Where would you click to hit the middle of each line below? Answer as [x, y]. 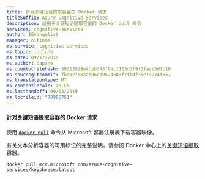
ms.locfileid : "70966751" [39, 97]
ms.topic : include [30, 52]
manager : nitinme [28, 40]
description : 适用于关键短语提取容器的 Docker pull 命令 [74, 23]
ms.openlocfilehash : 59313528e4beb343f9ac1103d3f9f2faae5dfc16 [89, 69]
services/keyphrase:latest [41, 170]
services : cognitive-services [45, 29]
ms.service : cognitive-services [47, 46]
